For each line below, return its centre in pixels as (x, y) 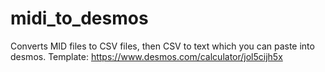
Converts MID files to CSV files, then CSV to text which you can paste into (162, 46)
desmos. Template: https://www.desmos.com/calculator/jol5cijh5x (146, 56)
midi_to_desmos (79, 18)
